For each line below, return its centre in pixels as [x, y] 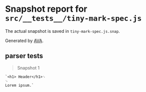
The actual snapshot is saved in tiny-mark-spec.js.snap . [63, 31]
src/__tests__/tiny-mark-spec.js [73, 18]
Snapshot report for [46, 9]
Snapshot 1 [28, 68]
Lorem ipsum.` [20, 85]
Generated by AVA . [24, 41]
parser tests [24, 56]
